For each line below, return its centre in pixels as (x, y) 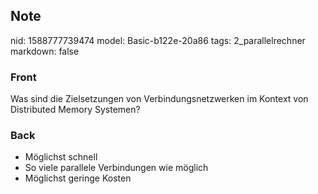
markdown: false (45, 51)
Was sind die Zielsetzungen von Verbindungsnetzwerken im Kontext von (159, 99)
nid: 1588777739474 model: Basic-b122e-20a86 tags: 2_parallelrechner (158, 40)
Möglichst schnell (61, 157)
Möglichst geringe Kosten (78, 178)
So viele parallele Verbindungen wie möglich (116, 168)
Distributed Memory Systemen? (75, 110)
